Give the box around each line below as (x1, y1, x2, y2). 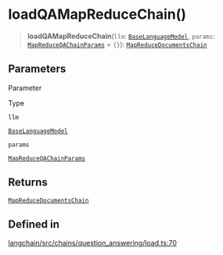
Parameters (8, 63, 67, 76)
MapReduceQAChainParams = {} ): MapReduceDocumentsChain (27, 39, 207, 48)
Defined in (8, 217, 60, 231)
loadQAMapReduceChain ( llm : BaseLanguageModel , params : (27, 31, 215, 41)
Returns (8, 176, 49, 189)
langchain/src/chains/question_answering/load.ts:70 (8, 239, 178, 248)
